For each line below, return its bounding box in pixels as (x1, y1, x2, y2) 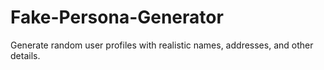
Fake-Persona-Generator (10, 6, 224, 29)
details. (10, 49, 41, 61)
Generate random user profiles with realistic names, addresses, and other (10, 39, 314, 51)
